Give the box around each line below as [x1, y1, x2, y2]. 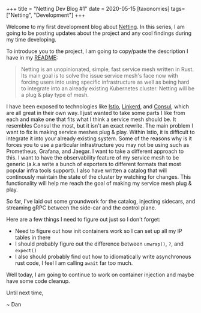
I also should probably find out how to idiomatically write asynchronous [14, 253, 191, 260]
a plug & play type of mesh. [20, 91, 89, 98]
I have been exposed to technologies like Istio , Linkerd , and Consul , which [6, 103, 189, 110]
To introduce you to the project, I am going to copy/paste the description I [6, 48, 188, 55]
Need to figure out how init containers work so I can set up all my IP [14, 228, 183, 234]
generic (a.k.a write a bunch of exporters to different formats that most [6, 161, 181, 167]
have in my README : [6, 54, 58, 61]
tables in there [14, 234, 51, 241]
